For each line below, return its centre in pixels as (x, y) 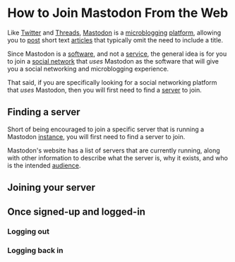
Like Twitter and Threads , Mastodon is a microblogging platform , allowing (114, 32)
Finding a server (44, 112)
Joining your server (52, 187)
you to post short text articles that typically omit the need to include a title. (115, 40)
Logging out (28, 232)
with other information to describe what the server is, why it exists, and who (117, 157)
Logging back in (35, 251)
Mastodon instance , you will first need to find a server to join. (96, 136)
